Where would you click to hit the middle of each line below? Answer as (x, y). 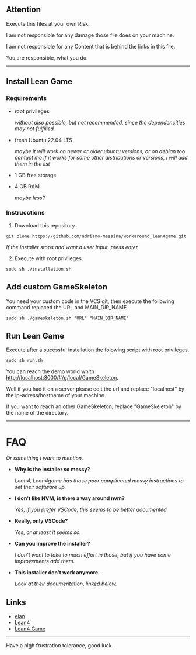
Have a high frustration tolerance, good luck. (60, 646)
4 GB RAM (27, 186)
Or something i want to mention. (45, 458)
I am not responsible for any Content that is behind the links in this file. (91, 46)
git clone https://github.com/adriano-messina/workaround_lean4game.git (96, 236)
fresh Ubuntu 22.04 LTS (43, 140)
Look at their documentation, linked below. (66, 584)
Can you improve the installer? (52, 544)
